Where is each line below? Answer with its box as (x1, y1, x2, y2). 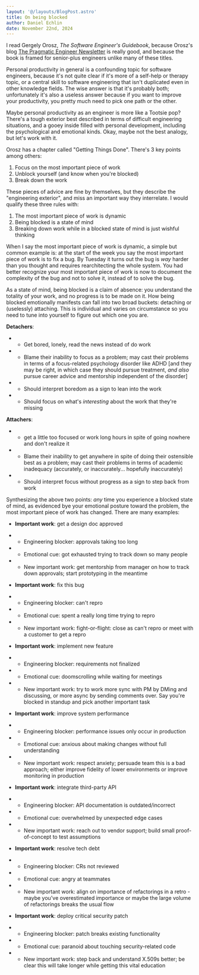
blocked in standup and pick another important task (23, 698, 150, 705)
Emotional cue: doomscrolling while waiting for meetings (23, 673, 162, 680)
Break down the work (14, 177, 67, 184)
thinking (14, 231, 35, 239)
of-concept (23, 833, 52, 841)
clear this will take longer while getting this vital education (23, 962, 166, 969)
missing (23, 404, 43, 411)
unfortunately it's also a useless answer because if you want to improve (6, 91, 182, 98)
